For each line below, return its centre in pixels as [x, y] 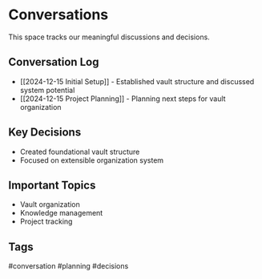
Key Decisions [45, 133]
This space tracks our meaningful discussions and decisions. [109, 37]
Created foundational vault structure [80, 152]
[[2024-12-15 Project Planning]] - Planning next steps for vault [123, 99]
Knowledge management [61, 213]
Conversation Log [54, 62]
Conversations [58, 15]
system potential [47, 90]
